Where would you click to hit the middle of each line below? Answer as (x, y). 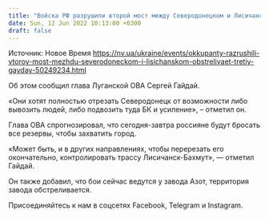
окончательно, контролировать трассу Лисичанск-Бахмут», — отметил (131, 157)
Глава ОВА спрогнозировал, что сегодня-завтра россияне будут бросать (134, 125)
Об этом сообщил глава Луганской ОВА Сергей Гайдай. (104, 85)
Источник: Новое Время (50, 54)
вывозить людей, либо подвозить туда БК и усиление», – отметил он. (127, 109)
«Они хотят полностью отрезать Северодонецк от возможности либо (128, 101)
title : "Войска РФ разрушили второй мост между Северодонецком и (119, 16)
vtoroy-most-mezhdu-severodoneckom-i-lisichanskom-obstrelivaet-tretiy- (131, 61)
